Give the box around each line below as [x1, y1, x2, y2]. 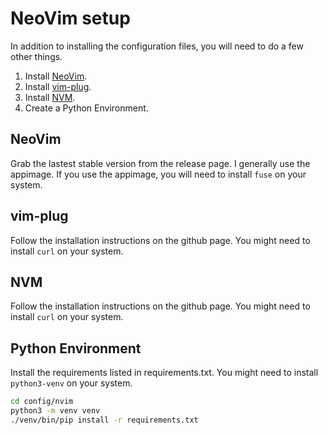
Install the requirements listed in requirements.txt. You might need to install [10, 367, 319, 379]
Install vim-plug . [24, 80, 92, 92]
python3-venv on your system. [10, 377, 133, 389]
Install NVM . [24, 91, 76, 103]
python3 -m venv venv [10, 406, 101, 416]
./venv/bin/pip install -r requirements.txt [10, 415, 199, 425]
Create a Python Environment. [24, 102, 149, 114]
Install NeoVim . [24, 70, 88, 82]
